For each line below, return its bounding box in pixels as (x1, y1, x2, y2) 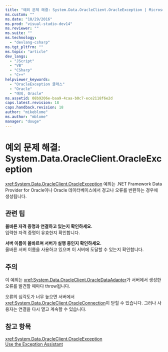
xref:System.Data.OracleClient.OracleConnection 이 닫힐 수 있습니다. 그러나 (5, 300, 156, 306)
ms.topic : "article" (5, 49, 48, 54)
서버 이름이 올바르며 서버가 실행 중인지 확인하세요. (5, 240, 101, 246)
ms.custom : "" (5, 12, 35, 17)
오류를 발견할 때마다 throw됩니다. (5, 283, 70, 289)
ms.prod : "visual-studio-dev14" (5, 21, 72, 26)
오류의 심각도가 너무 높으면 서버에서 (5, 293, 75, 300)
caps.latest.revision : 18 (5, 100, 59, 105)
